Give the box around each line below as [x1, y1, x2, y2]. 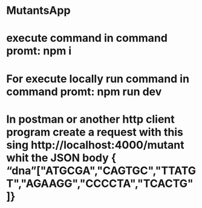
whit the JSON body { [6, 151, 117, 164]
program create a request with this [6, 125, 183, 139]
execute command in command [6, 31, 168, 45]
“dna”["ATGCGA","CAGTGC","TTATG [6, 164, 197, 177]
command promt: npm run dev [6, 85, 162, 99]
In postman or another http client [6, 112, 175, 126]
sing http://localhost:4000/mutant [6, 138, 184, 152]
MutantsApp [6, 4, 71, 18]
